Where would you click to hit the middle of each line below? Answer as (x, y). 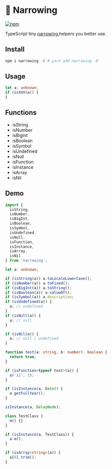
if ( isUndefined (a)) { (28, 302)
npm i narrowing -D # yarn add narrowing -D (52, 61)
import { (14, 205)
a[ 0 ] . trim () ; (23, 458)
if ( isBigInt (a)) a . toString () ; (38, 288)
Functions (21, 113)
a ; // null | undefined (34, 339)
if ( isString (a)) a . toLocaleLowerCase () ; (49, 278)
